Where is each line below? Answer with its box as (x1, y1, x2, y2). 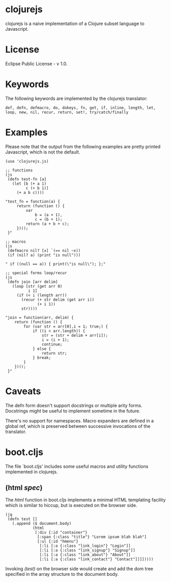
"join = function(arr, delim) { (5, 315, 74, 320)
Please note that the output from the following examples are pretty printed (5, 143, 161, 149)
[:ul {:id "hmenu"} (37, 539, 79, 544)
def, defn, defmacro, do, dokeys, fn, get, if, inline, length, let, (5, 105, 156, 110)
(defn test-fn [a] (7, 176, 47, 182)
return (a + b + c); (25, 221, 70, 226)
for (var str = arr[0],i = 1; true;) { (23, 324, 108, 329)
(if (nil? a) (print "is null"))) (7, 252, 81, 258)
